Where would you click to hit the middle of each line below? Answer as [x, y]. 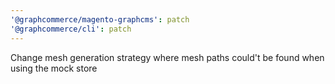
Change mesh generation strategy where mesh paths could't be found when [167, 57]
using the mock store [54, 68]
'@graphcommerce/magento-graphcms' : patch [100, 19]
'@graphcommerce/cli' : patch [71, 29]
